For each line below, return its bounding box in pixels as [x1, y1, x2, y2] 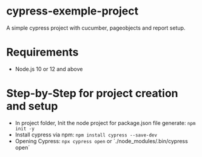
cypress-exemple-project [6, 4, 138, 18]
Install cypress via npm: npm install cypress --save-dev [15, 131, 158, 138]
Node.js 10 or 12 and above [15, 65, 83, 72]
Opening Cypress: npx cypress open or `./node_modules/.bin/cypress [15, 137, 188, 144]
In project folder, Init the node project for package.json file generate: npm [15, 119, 196, 126]
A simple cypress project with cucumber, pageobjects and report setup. [6, 24, 186, 31]
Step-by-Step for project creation [6, 86, 178, 100]
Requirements [6, 45, 79, 59]
